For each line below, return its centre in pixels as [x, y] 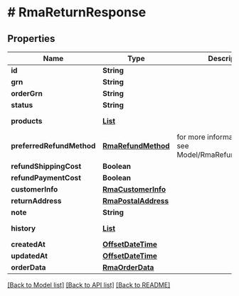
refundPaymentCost [46, 178]
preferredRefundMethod [53, 146]
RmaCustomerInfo [134, 189]
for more [191, 137]
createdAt [28, 244]
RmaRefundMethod [136, 146]
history [23, 228]
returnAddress [36, 201]
